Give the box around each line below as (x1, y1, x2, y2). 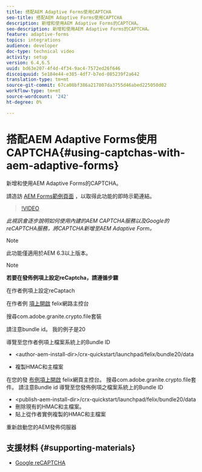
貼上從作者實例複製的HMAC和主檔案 (15, 410, 106, 417)
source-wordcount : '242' (6, 93, 69, 99)
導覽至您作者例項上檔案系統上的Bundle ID (6, 338, 110, 346)
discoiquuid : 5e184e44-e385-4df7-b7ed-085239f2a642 (6, 71, 140, 77)
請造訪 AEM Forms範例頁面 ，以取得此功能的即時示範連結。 (6, 192, 155, 200)
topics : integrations (6, 37, 61, 43)
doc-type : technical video (6, 49, 75, 55)
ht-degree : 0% (6, 99, 42, 105)
